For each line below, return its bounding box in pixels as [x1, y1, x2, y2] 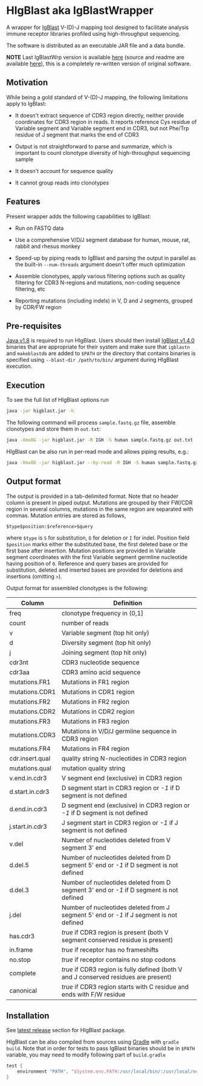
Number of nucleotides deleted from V [61, 836, 171, 844]
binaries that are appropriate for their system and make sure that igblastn [6, 343, 190, 351]
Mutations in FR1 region [61, 678, 130, 686]
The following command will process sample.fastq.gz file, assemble [6, 419, 176, 427]
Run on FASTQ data [14, 224, 64, 232]
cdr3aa [9, 668, 30, 676]
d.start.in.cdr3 [9, 787, 50, 796]
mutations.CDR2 [9, 707, 56, 716]
